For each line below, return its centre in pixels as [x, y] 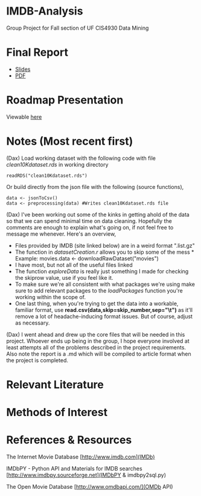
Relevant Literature [55, 384]
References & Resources [69, 440]
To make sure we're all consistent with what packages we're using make [105, 284]
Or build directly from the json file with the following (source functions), [95, 187]
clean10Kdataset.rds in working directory [57, 164]
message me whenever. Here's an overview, [61, 234]
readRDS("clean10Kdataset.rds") [47, 176]
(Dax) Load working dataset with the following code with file [81, 158]
